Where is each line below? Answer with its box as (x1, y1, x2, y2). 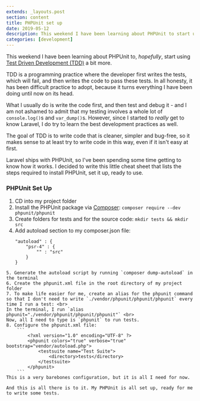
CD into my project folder (14, 198, 77, 205)
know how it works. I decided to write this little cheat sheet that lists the (6, 163, 182, 170)
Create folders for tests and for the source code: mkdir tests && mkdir (14, 216, 189, 223)
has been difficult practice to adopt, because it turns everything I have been (6, 84, 192, 90)
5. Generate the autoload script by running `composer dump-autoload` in (6, 270, 193, 276)
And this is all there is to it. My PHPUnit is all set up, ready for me (6, 385, 193, 391)
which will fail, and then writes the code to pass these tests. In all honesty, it (6, 77, 193, 84)
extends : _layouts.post (6, 8, 65, 15)
